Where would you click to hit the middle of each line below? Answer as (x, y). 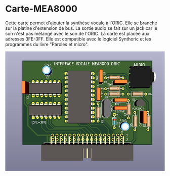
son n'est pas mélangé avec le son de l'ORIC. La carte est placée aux (77, 33)
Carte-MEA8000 (41, 9)
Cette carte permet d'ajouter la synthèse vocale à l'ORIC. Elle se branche (81, 23)
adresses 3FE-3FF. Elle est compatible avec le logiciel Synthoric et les (78, 39)
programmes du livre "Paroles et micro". (47, 44)
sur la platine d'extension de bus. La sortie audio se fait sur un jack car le (81, 28)
